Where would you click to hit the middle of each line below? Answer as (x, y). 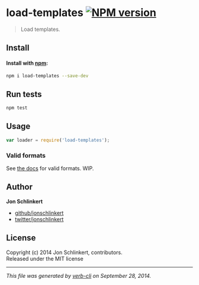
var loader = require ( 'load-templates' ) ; (58, 140)
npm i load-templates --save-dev (47, 76)
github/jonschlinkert (39, 213)
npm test (17, 108)
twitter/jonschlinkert (39, 219)
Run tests (24, 94)
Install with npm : (27, 63)
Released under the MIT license (45, 258)
